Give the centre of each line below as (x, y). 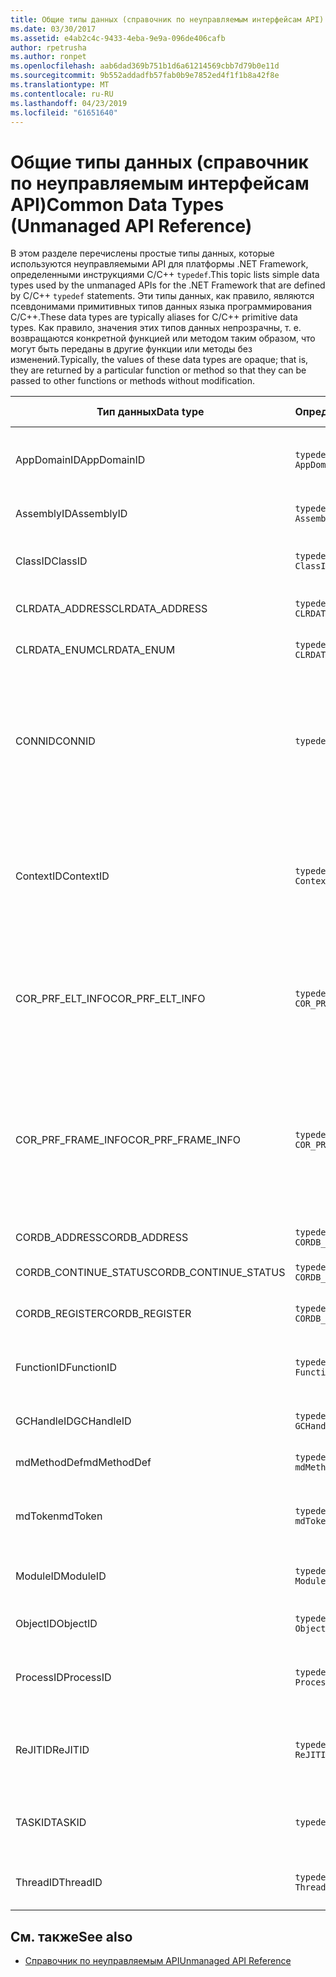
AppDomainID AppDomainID (80, 460)
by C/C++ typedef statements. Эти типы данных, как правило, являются (162, 296)
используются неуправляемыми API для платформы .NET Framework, (159, 264)
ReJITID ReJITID (52, 1750)
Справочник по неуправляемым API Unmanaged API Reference (158, 1961)
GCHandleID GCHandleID (73, 1421)
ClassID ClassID (51, 561)
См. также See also (71, 1936)
